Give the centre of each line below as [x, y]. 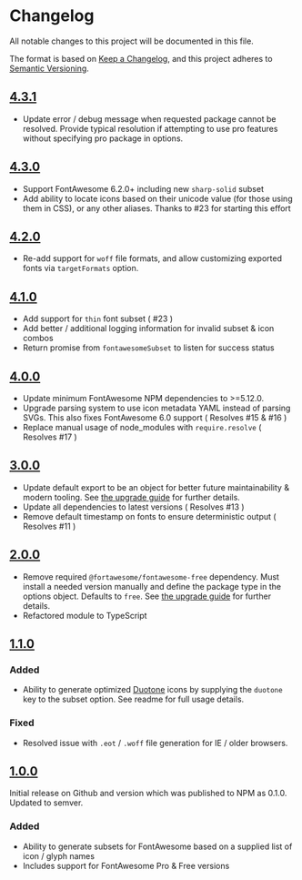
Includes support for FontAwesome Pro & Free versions [126, 865]
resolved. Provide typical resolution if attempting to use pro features [150, 128]
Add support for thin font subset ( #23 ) [98, 319]
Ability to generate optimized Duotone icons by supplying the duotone [153, 690]
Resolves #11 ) [49, 526]
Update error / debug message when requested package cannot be [149, 118]
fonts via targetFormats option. [81, 268]
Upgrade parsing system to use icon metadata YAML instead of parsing [156, 408]
